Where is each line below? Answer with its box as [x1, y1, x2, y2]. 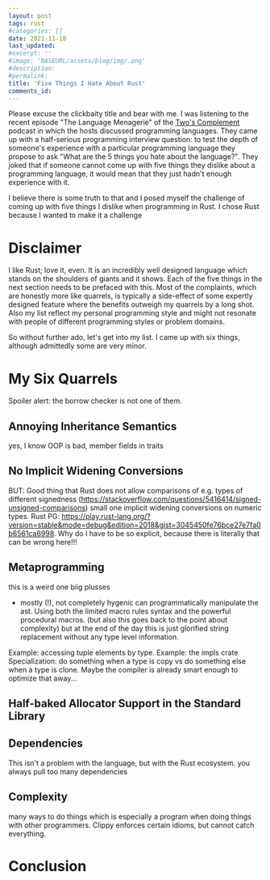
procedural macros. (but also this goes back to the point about [19, 614, 228, 624]
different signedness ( [8, 494, 82, 504]
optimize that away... [8, 673, 77, 683]
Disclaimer [8, 239, 82, 257]
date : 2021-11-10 [8, 34, 67, 43]
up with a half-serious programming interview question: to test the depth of [8, 135, 259, 145]
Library [8, 710, 46, 723]
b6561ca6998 [8, 528, 55, 538]
